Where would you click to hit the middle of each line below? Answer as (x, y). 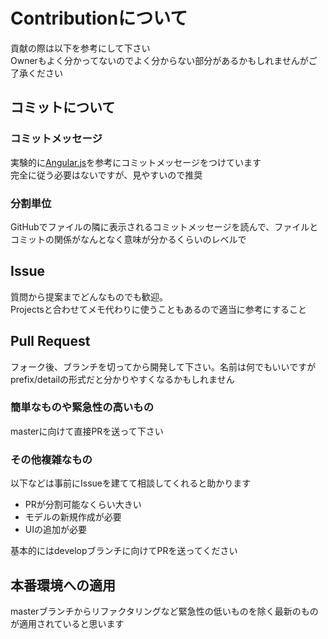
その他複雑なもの (51, 459)
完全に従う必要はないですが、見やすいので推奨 (106, 175)
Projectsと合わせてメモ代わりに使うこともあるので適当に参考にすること (158, 309)
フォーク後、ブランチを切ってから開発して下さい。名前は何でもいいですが (163, 366)
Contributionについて (99, 18)
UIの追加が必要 (55, 530)
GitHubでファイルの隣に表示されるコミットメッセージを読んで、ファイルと (164, 226)
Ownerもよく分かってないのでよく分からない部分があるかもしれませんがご (164, 60)
